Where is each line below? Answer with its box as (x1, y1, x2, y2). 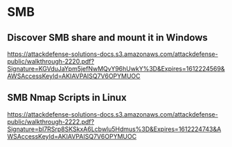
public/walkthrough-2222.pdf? (7, 117, 95, 126)
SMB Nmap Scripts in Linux (7, 92, 127, 104)
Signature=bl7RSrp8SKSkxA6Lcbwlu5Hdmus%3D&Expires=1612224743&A (7, 125, 222, 133)
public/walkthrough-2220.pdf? (7, 57, 95, 66)
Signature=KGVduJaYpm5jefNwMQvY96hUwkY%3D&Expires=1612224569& (7, 65, 225, 72)
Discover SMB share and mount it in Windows (7, 32, 208, 43)
